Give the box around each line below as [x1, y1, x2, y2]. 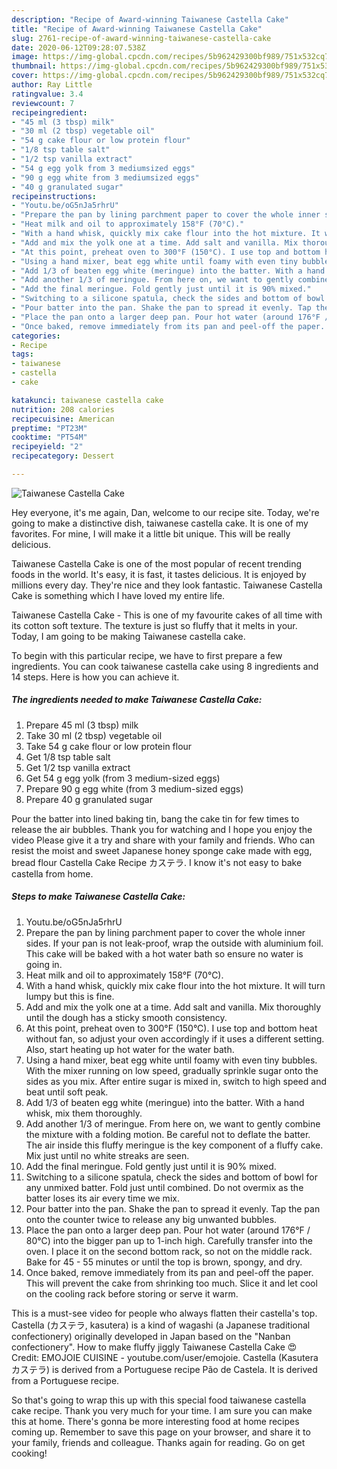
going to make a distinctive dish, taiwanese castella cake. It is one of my [11, 517, 309, 529]
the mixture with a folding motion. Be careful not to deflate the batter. [25, 1128, 311, 1140]
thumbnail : [11, 61, 57, 71]
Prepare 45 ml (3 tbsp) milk [25, 719, 139, 731]
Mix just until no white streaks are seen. [25, 1149, 190, 1161]
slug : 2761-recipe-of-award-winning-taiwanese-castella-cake [11, 33, 272, 43]
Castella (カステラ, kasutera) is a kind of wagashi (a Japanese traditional [11, 1319, 311, 1331]
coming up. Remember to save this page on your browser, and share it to [11, 1426, 311, 1438]
